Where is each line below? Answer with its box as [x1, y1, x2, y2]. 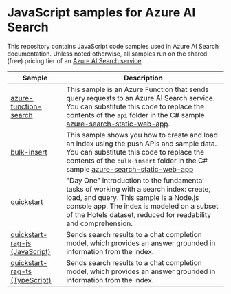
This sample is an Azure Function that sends [66, 84, 209, 94]
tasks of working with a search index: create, [66, 184, 211, 194]
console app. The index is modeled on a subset [66, 201, 219, 211]
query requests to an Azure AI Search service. [66, 93, 215, 102]
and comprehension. [66, 218, 133, 228]
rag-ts [10, 267, 32, 276]
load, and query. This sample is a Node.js [66, 192, 199, 202]
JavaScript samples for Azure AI [7, 5, 196, 21]
